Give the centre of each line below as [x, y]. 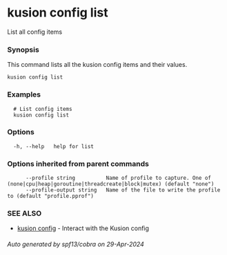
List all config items [35, 32]
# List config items [43, 109]
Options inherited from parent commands [78, 163]
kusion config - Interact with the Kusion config [83, 228]
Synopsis [23, 50]
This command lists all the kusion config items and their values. [97, 65]
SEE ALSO [24, 214]
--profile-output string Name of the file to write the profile [123, 190]
